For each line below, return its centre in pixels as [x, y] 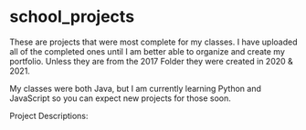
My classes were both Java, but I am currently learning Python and [136, 88]
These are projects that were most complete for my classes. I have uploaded [153, 42]
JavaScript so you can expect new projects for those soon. [120, 98]
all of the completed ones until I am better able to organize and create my [148, 51]
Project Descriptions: [49, 115]
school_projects [72, 17]
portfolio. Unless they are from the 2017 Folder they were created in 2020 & [152, 61]
